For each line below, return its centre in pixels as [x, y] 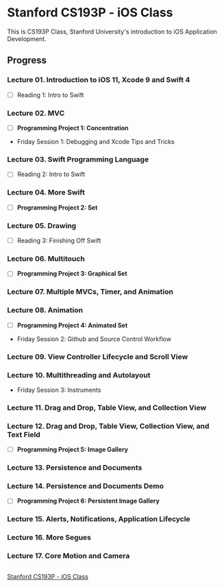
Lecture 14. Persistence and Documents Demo [86, 486]
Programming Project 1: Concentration [73, 127]
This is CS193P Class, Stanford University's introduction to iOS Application [112, 32]
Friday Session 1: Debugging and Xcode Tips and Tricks [96, 142]
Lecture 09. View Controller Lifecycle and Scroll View [98, 356]
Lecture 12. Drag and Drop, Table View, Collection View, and [108, 426]
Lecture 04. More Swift [46, 192]
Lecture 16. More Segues [49, 538]
